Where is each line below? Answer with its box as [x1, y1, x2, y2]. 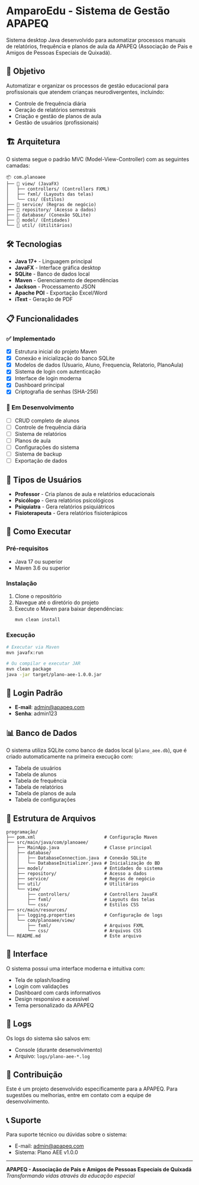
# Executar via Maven [6, 644, 60, 650]
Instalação [6, 579, 37, 587]
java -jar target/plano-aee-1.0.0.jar [6, 671, 102, 678]
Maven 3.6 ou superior [14, 564, 70, 571]
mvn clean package [6, 666, 52, 672]
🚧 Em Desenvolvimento [6, 403, 74, 412]
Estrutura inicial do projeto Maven [14, 348, 97, 355]
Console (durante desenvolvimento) [14, 1046, 102, 1053]
